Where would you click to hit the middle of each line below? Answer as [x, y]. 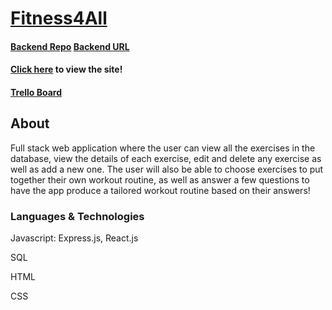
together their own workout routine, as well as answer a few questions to [160, 179]
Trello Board [36, 92]
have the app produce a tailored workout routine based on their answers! [160, 190]
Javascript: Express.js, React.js [74, 238]
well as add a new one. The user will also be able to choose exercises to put [167, 169]
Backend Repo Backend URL [70, 46]
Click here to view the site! [66, 69]
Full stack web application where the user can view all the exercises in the [163, 148]
